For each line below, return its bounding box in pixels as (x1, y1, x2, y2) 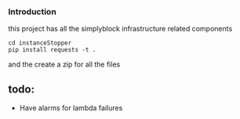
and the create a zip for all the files (8, 59, 121, 69)
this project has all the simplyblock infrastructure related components (8, 24, 233, 34)
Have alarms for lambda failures (19, 103, 123, 113)
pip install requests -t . (8, 46, 96, 54)
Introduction (8, 6, 56, 17)
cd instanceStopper (8, 39, 72, 47)
